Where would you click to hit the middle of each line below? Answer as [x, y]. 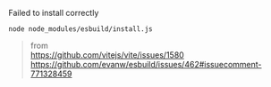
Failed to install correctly [54, 13]
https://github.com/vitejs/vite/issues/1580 [107, 55]
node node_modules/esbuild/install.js [80, 29]
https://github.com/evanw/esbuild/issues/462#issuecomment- [146, 64]
